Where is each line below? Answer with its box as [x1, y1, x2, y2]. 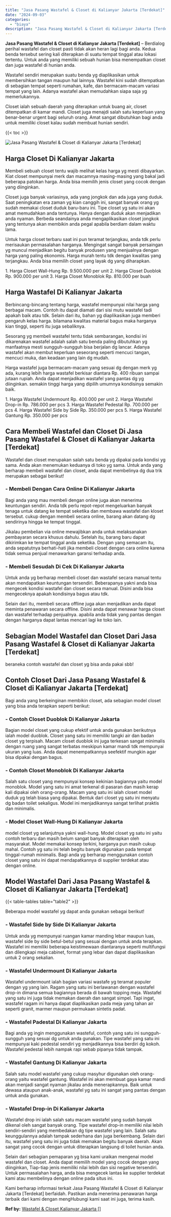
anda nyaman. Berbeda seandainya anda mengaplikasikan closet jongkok [5, 215, 159, 222]
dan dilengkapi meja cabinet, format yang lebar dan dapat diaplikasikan [5, 949, 155, 955]
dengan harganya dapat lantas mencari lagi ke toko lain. [5, 617, 123, 623]
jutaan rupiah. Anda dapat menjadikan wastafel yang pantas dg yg [5, 375, 144, 381]
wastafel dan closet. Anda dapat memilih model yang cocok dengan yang [5, 1159, 159, 1165]
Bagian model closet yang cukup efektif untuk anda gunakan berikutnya [5, 727, 156, 733]
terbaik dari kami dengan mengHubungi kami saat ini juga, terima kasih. [5, 1196, 155, 1202]
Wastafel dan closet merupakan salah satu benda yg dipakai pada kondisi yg [5, 457, 166, 463]
